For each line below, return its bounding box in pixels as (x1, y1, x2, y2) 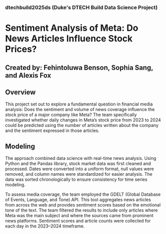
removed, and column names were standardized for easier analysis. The (5, 171, 153, 177)
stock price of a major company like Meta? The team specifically (5, 112, 137, 118)
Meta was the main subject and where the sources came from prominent (5, 213, 154, 219)
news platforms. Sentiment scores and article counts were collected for (5, 218, 151, 224)
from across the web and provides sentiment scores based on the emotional (5, 202, 161, 208)
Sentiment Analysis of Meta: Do (5, 22, 139, 34)
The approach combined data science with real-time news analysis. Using (5, 155, 157, 161)
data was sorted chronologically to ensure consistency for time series (5, 176, 148, 183)
